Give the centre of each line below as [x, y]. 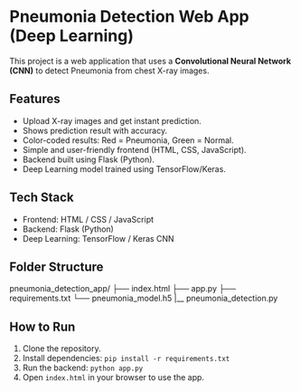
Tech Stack [42, 198]
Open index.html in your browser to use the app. [113, 378]
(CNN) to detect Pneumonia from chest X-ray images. [109, 71]
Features [35, 99]
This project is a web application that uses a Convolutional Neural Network [150, 61]
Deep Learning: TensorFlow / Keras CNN [98, 238]
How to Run [42, 326]
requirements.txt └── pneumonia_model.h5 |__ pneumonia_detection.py [144, 298]
